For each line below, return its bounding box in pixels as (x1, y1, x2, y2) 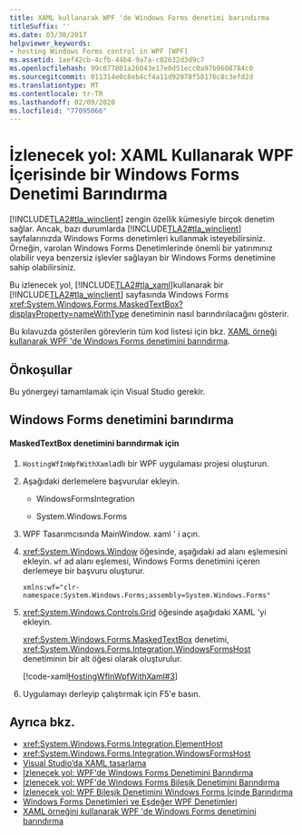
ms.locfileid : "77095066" (9, 106, 107, 115)
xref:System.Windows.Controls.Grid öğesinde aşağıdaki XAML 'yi (22, 606, 267, 617)
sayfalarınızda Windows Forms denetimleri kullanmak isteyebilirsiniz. (9, 233, 266, 244)
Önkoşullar (9, 362, 73, 378)
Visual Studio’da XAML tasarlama (22, 758, 147, 769)
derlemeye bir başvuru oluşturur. (22, 565, 145, 576)
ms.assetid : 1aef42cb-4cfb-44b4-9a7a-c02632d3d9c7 (9, 55, 205, 64)
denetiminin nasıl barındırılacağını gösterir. (131, 309, 289, 319)
